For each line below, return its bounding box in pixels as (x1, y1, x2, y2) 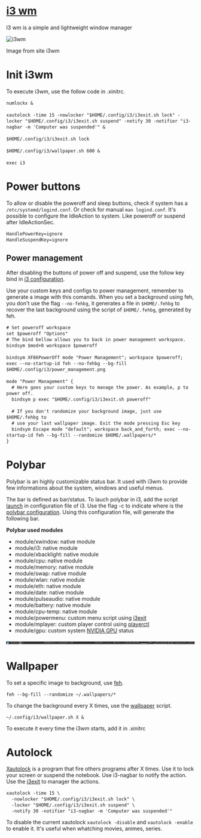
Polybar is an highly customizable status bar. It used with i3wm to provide (6, 478, 188, 485)
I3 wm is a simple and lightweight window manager (6, 24, 133, 31)
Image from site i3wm (6, 47, 60, 54)
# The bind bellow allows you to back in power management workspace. (6, 337, 186, 342)
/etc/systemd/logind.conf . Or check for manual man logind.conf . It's (6, 206, 176, 213)
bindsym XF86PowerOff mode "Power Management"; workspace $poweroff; (6, 354, 184, 360)
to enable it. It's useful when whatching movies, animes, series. (6, 825, 163, 832)
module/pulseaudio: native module (14, 595, 100, 602)
